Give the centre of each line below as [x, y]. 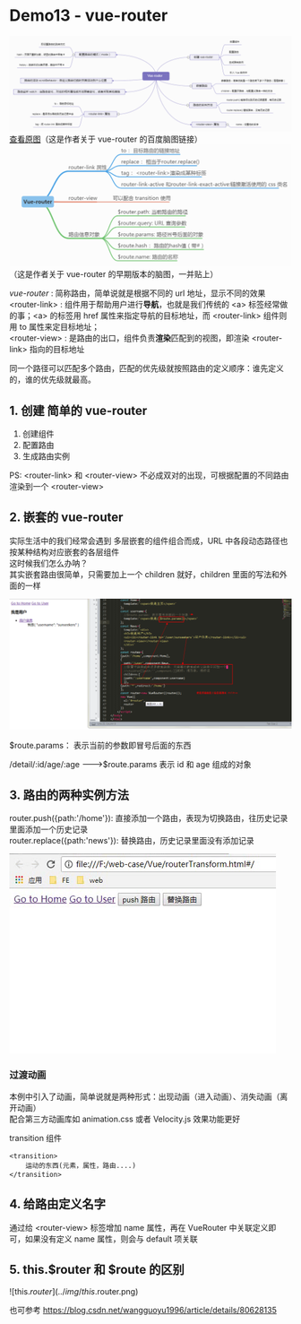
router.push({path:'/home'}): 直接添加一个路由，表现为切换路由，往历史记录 [149, 818]
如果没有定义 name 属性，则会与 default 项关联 [112, 1239]
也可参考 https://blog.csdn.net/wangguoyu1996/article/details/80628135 [143, 1311]
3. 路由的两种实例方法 [69, 796]
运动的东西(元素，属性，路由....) [81, 1165]
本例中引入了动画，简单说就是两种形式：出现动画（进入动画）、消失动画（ [145, 1096]
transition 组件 [36, 1138]
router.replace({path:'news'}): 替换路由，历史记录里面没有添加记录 [132, 841]
